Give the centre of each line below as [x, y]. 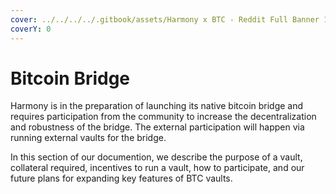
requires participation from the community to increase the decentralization [163, 117]
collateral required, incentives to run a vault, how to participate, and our [157, 168]
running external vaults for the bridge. [88, 138]
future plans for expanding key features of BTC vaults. [121, 178]
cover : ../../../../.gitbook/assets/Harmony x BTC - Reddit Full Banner [165, 19]
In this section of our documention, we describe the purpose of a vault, [156, 157]
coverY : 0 [31, 29]
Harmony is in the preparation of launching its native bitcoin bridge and [157, 106]
